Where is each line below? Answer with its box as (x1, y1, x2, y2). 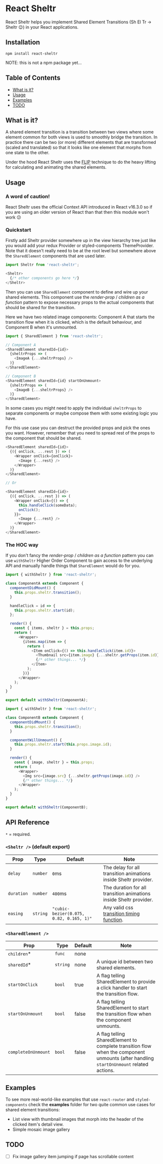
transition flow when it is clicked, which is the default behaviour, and (5, 319, 142, 325)
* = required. (5, 831, 31, 837)
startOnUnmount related (96, 1061, 149, 1068)
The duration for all (103, 884, 147, 891)
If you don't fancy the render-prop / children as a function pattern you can (5, 553, 154, 558)
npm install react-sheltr (5, 51, 58, 56)
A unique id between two (96, 958, 153, 965)
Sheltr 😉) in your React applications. (5, 24, 79, 30)
